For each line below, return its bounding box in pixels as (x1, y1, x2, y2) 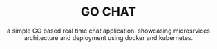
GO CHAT (81, 4, 136, 20)
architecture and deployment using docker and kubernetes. (23, 33, 194, 42)
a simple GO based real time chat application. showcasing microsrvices (7, 27, 210, 35)
